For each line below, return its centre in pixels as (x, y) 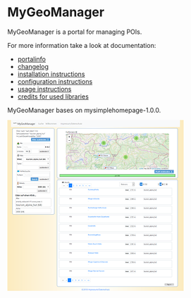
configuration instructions (55, 81)
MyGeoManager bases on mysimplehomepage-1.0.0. (84, 110)
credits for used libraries (53, 97)
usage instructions (44, 89)
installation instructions (51, 74)
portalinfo (31, 59)
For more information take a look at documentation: (82, 45)
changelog (33, 66)
